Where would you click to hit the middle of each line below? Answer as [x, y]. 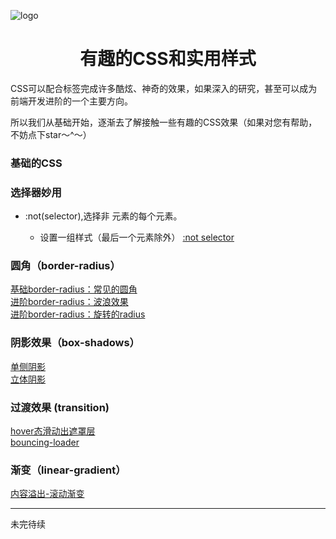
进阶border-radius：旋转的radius [78, 314]
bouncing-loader [45, 442]
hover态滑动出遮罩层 [53, 431]
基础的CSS [36, 163]
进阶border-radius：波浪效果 [69, 302]
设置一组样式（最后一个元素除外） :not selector [137, 237]
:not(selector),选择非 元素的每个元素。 [103, 216]
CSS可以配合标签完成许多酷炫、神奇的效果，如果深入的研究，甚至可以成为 [164, 88]
